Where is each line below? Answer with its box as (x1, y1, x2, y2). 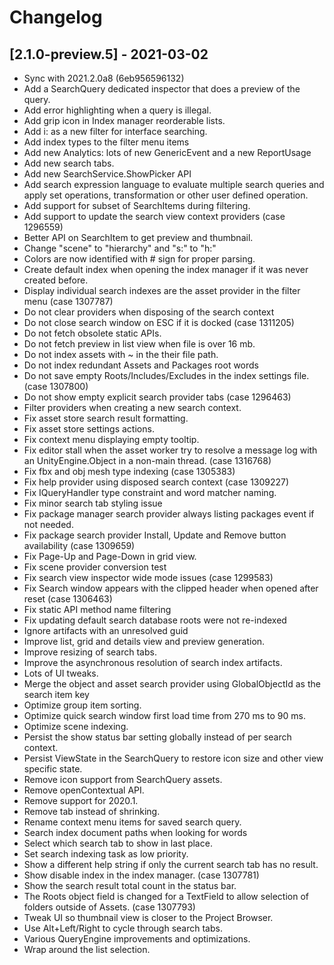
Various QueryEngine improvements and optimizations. (23, 933, 251, 945)
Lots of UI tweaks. (23, 667, 99, 679)
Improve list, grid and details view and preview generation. (23, 636, 266, 647)
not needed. (23, 519, 74, 530)
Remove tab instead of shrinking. (23, 806, 161, 817)
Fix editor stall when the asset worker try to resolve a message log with (23, 444, 318, 456)
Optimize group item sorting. (23, 699, 142, 711)
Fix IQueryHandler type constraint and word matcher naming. (23, 487, 277, 498)
